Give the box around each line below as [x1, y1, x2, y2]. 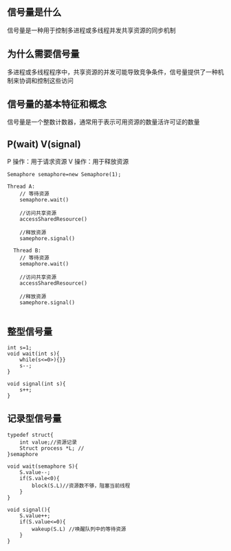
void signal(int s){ [7, 380, 67, 387]
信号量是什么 [7, 6, 62, 19]
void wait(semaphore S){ [7, 463, 78, 470]
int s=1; [7, 345, 32, 352]
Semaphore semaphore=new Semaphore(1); [7, 171, 122, 178]
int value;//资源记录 [19, 439, 78, 446]
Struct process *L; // [19, 444, 85, 452]
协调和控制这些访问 [19, 76, 74, 85]
